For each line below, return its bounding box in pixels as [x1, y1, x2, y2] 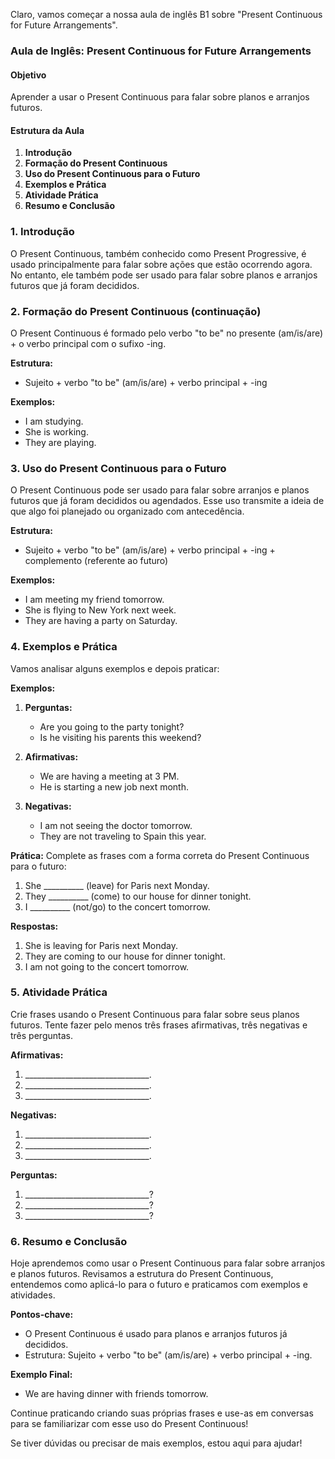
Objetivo [10, 69, 47, 81]
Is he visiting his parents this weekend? [39, 731, 202, 743]
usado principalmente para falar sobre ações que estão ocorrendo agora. [10, 258, 313, 270]
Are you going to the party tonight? [39, 720, 185, 733]
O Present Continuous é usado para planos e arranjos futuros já [24, 1328, 288, 1340]
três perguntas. [10, 1029, 73, 1041]
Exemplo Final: [10, 1369, 73, 1381]
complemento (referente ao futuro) [24, 555, 169, 567]
